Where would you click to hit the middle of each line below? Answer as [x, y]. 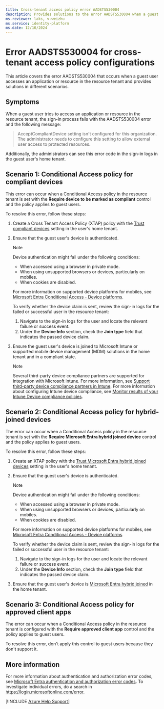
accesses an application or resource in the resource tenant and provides [78, 81]
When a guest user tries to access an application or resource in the [73, 114]
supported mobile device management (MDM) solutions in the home [81, 351]
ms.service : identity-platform [37, 23]
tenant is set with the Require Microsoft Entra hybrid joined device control [81, 437]
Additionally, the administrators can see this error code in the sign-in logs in [82, 154]
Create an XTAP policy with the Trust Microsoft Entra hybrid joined [79, 461]
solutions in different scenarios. [37, 87]
